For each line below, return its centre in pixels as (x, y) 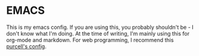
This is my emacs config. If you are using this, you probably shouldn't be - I (100, 27)
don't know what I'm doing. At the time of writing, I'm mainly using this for (98, 33)
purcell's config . (27, 46)
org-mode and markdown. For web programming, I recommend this (90, 40)
